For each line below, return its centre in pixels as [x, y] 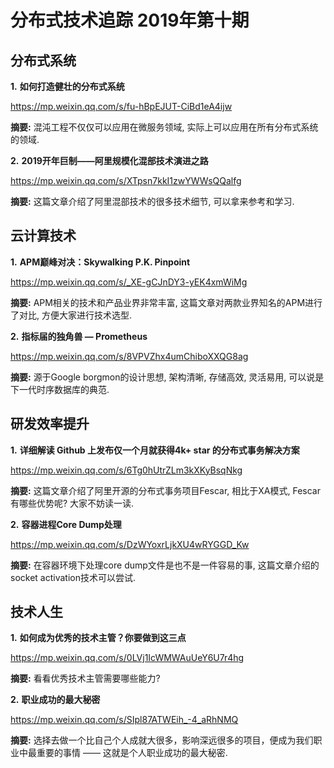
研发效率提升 [50, 424]
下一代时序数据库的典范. [60, 389]
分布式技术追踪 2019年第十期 [130, 20]
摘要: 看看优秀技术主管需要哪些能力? [85, 678]
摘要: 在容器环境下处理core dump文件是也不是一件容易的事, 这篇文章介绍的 [165, 565]
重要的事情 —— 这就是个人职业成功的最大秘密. [132, 753]
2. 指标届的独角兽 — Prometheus [79, 336]
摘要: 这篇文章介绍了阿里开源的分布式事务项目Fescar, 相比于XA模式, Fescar [165, 490]
